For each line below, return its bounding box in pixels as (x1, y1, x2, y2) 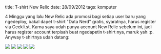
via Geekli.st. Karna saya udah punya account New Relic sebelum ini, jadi (5, 24, 152, 30)
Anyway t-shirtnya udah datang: (5, 34, 70, 40)
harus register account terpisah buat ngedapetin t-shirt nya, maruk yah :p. (5, 29, 154, 35)
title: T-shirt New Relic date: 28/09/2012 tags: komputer (5, 4, 117, 10)
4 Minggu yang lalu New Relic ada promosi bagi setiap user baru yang (5, 14, 146, 19)
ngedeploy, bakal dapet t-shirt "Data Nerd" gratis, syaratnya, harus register (5, 19, 156, 24)
